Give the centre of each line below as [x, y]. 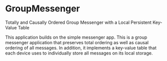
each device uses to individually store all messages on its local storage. [79, 53]
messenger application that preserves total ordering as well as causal [77, 42]
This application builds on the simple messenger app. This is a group [76, 37]
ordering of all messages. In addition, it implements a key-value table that [81, 48]
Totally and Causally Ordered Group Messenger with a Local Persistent [78, 22]
